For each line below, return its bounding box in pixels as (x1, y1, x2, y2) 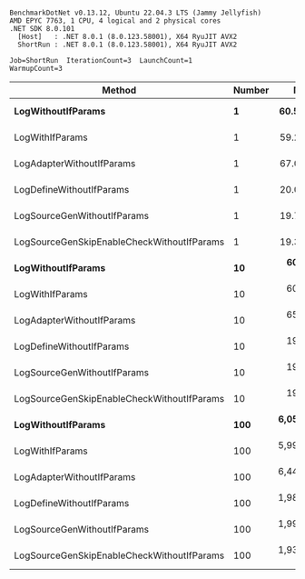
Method (102, 84, 137, 96)
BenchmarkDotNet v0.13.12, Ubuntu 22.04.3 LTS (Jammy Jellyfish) (9, 8, 261, 17)
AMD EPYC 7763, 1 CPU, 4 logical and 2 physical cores (9, 16, 221, 25)
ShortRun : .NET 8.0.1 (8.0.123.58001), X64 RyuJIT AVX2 (17, 40, 238, 49)
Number (232, 84, 270, 96)
